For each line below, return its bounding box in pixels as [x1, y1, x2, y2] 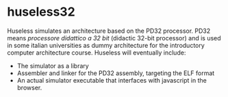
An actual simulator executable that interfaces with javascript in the [16, 76, 207, 84]
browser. [16, 83, 42, 92]
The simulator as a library [16, 61, 89, 70]
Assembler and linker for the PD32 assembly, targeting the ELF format [16, 69, 215, 77]
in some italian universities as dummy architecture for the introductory [7, 41, 205, 49]
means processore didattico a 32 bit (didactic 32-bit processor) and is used [7, 33, 221, 42]
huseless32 [7, 4, 75, 20]
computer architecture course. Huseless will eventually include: [7, 48, 186, 57]
